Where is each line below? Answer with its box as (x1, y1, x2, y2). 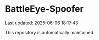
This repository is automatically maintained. (5, 29, 95, 35)
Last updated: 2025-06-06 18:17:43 (5, 20, 78, 26)
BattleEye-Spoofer (5, 3, 84, 15)
